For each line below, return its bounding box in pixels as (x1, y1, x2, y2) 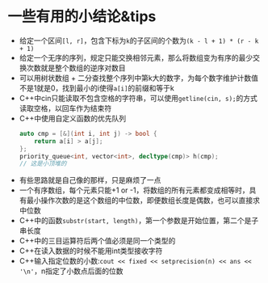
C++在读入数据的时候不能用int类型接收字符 (19, 246, 163, 256)
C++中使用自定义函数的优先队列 (19, 113, 127, 123)
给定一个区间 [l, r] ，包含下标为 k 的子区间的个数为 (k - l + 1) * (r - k (19, 36, 259, 45)
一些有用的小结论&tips (7, 7, 157, 26)
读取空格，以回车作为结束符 (19, 103, 112, 113)
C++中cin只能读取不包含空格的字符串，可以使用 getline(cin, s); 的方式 (19, 93, 258, 103)
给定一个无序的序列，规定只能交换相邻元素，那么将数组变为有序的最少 (19, 53, 253, 62)
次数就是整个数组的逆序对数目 (26, 62, 126, 73)
